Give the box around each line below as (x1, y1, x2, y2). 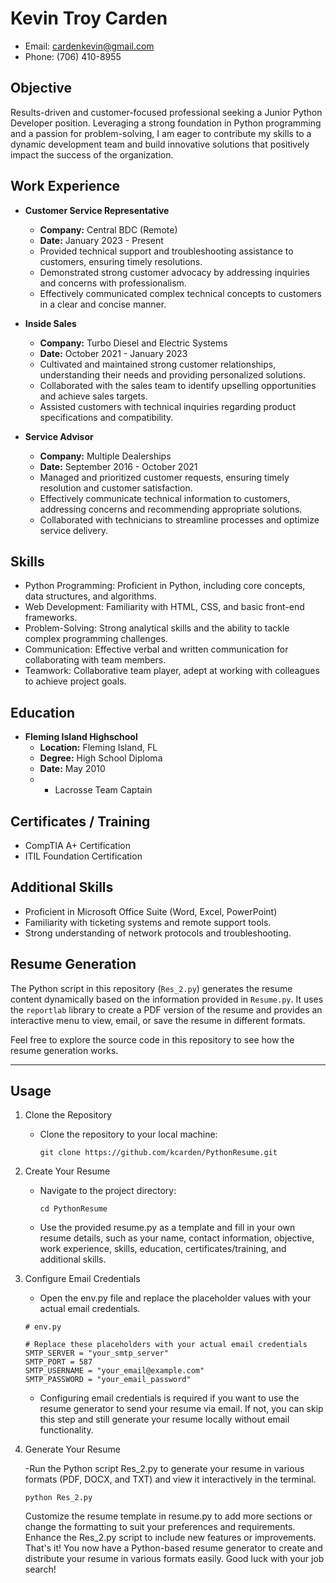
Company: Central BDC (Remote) (39, 223, 178, 236)
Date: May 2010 (39, 763, 106, 775)
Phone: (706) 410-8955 (24, 50, 122, 62)
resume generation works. (10, 1044, 119, 1056)
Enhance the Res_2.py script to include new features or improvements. (24, 1532, 317, 1544)
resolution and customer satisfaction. (39, 482, 193, 494)
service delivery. (39, 524, 109, 536)
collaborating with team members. (24, 654, 167, 666)
